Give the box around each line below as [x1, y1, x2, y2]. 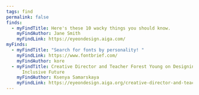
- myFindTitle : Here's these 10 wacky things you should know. [11, 25, 171, 31]
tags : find [6, 8, 33, 15]
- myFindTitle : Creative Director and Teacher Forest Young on [11, 63, 171, 70]
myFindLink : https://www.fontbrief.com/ [17, 53, 118, 58]
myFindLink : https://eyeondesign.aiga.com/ [17, 36, 126, 42]
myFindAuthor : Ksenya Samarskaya [17, 74, 99, 80]
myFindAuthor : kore [17, 58, 65, 64]
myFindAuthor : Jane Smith [17, 31, 81, 37]
